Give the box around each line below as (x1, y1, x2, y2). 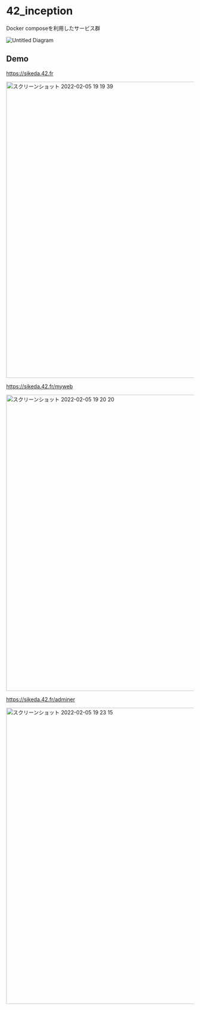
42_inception (6, 4, 73, 18)
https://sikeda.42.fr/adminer (6, 696, 76, 703)
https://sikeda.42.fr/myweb (6, 383, 73, 390)
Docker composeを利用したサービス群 (6, 24, 101, 32)
